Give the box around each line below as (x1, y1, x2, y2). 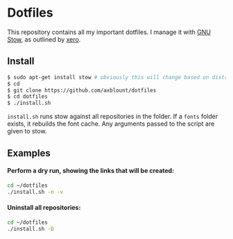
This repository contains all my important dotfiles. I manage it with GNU (7, 28, 212, 36)
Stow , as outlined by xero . (7, 35, 81, 43)
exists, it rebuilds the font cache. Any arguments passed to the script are (7, 119, 215, 128)
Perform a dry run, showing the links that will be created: (7, 167, 175, 175)
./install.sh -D (7, 225, 54, 232)
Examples (7, 147, 51, 159)
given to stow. (7, 127, 47, 135)
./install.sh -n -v (7, 188, 64, 195)
